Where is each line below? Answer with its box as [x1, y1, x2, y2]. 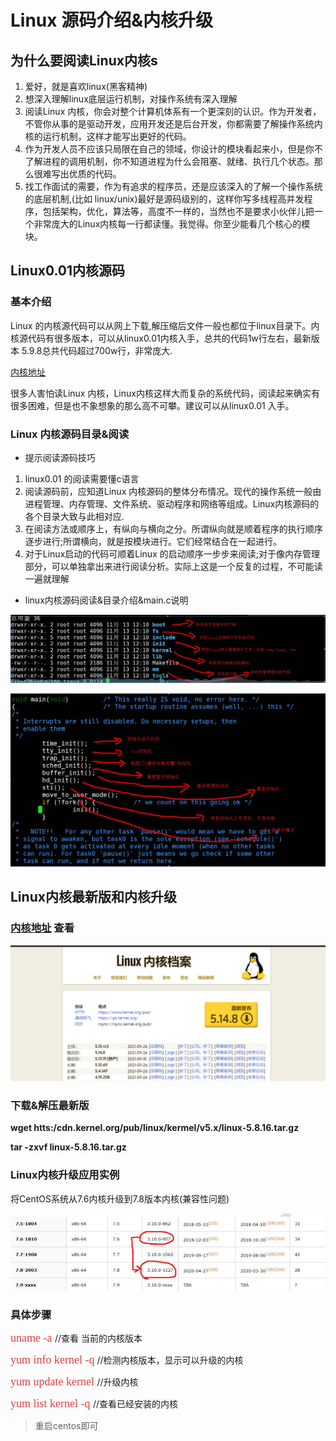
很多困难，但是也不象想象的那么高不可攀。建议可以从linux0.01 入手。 [10, 399, 295, 411]
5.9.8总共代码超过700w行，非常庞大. [21, 344, 173, 356]
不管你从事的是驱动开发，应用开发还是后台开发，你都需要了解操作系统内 [24, 118, 323, 130]
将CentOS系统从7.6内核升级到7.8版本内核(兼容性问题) [10, 1192, 230, 1205]
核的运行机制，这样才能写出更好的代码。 [24, 131, 192, 142]
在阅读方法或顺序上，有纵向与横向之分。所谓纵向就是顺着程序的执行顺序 [24, 522, 323, 535]
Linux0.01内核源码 [10, 262, 126, 280]
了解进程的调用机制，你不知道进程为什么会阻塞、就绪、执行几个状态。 [24, 156, 315, 167]
